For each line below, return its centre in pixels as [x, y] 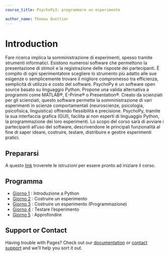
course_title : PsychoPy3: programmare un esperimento [63, 10]
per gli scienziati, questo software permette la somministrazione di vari [78, 100]
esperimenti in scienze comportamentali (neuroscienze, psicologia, [75, 105]
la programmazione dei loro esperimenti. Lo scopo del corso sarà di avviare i [85, 121]
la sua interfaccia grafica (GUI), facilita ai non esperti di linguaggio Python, [82, 116]
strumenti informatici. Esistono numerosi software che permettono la [76, 63]
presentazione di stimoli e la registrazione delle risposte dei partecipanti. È [82, 68]
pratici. [13, 138]
